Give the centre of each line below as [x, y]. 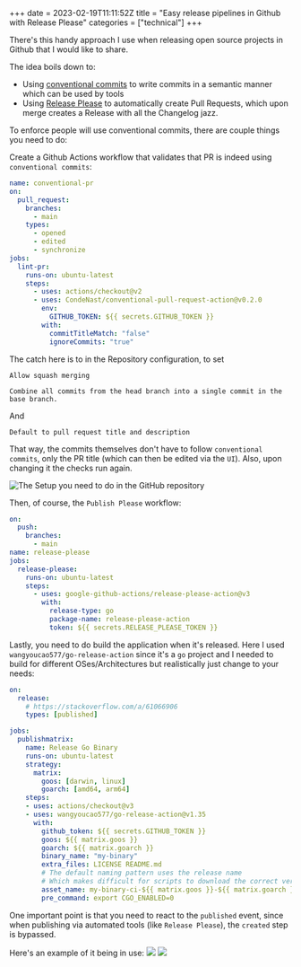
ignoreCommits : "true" [91, 342]
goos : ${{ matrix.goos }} [90, 840]
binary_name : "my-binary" [90, 857]
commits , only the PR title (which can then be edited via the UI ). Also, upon [146, 458]
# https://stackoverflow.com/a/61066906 [102, 707]
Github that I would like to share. [69, 49]
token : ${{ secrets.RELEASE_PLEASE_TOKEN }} [133, 628]
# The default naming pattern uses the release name [142, 873]
